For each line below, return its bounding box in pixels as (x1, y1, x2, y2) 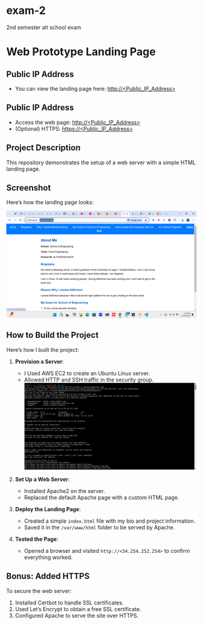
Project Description (6, 143, 81, 153)
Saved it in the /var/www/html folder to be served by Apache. (24, 524, 175, 531)
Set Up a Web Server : (14, 476, 70, 483)
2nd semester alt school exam (6, 24, 82, 31)
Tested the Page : (14, 535, 59, 543)
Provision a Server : (14, 358, 65, 365)
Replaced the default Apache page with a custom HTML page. (24, 494, 179, 501)
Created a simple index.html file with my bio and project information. (24, 517, 196, 524)
